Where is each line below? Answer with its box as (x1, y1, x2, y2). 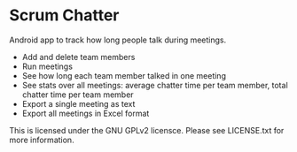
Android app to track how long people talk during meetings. (9, 34, 227, 45)
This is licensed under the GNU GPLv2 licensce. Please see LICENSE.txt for (9, 125, 285, 135)
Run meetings (21, 61, 74, 72)
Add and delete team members (21, 51, 136, 62)
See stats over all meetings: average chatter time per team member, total (21, 80, 288, 90)
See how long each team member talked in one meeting (21, 70, 226, 80)
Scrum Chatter (9, 5, 120, 26)
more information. (9, 134, 74, 145)
